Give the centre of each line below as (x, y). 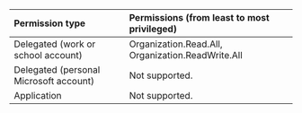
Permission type (50, 23)
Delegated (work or (55, 44)
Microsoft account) (54, 81)
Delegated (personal (57, 70)
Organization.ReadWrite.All (186, 55)
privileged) (153, 29)
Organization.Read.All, (176, 44)
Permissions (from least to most (199, 17)
